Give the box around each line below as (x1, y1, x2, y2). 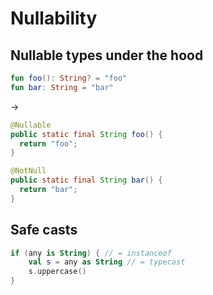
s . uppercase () (28, 267, 87, 277)
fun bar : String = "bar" (10, 82, 114, 92)
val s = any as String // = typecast (28, 257, 186, 267)
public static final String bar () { (10, 175, 163, 186)
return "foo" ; (19, 138, 78, 149)
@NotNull (10, 166, 47, 176)
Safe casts (10, 222, 78, 239)
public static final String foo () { (10, 129, 163, 139)
